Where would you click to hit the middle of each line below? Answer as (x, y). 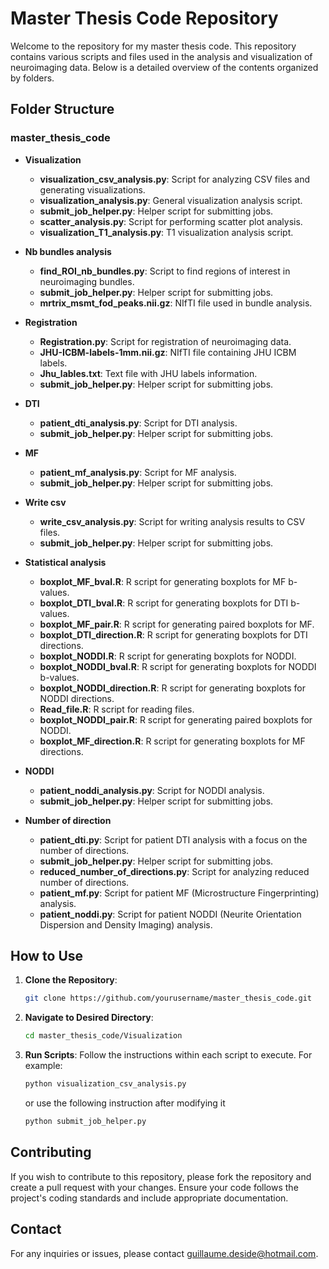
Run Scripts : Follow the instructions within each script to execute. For (168, 1055)
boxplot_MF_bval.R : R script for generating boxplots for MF (163, 581)
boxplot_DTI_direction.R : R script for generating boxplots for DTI (173, 634)
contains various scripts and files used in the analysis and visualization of (161, 56)
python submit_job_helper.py (85, 1122)
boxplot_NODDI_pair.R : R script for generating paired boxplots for (176, 719)
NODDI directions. (77, 698)
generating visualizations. (92, 189)
